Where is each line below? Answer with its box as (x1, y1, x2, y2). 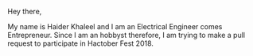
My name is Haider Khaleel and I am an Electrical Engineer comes (7, 22, 223, 31)
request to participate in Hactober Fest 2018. (7, 39, 154, 48)
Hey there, (7, 7, 42, 16)
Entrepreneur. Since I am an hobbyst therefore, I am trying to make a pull (7, 31, 246, 39)
